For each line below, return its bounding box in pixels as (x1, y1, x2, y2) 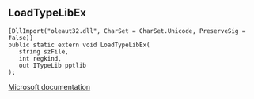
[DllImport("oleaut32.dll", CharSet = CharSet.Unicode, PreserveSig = (8, 27, 246, 35)
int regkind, (18, 54, 62, 62)
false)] (8, 34, 34, 42)
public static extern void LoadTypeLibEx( (8, 41, 150, 49)
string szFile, (18, 47, 69, 56)
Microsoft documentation (8, 82, 91, 91)
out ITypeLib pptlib (18, 61, 87, 69)
